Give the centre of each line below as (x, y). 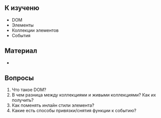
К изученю (22, 8)
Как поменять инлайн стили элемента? (53, 105)
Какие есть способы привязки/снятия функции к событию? (74, 111)
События (21, 35)
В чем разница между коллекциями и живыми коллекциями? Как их (84, 95)
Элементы (23, 25)
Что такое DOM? (29, 90)
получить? (23, 100)
